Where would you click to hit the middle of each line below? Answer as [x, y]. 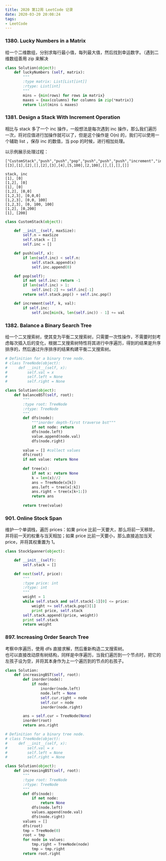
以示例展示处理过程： [27, 152]
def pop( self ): [30, 276]
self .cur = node [57, 703]
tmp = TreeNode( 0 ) [42, 831]
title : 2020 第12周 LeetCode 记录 [39, 10]
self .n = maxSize [41, 235]
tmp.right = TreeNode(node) [61, 845]
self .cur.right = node [64, 698]
